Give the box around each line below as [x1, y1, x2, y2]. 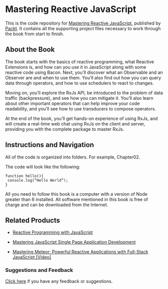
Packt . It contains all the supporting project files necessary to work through [5, 25, 161, 31]
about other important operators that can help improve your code [5, 100, 140, 106]
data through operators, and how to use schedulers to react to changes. [5, 80, 154, 86]
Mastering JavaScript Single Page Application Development [12, 239, 136, 245]
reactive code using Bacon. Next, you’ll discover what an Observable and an [5, 69, 163, 75]
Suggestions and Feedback [5, 267, 74, 274]
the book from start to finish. [5, 31, 64, 37]
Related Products [5, 216, 60, 224]
